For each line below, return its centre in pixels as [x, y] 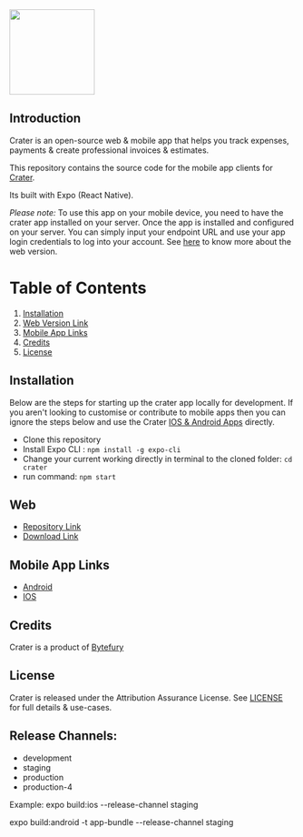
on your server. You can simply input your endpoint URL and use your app [147, 232]
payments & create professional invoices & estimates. [109, 150]
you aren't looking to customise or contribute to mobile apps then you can [147, 412]
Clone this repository [62, 439]
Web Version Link [55, 323]
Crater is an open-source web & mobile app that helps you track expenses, [149, 140]
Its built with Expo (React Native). [72, 195]
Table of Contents [78, 288]
